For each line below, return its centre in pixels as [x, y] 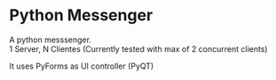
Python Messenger [81, 15]
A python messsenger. [50, 40]
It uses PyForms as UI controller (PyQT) [82, 66]
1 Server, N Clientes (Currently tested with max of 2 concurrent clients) [138, 48]
